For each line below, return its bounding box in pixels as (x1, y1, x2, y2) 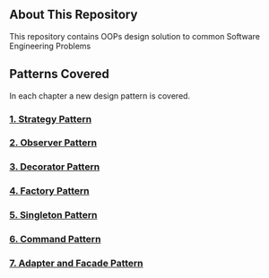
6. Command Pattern (9, 233, 101, 246)
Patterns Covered (9, 66, 110, 82)
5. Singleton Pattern (9, 209, 98, 222)
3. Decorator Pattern (9, 161, 100, 173)
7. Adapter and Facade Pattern (9, 257, 143, 270)
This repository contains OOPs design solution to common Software (9, 30, 260, 41)
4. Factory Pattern (9, 185, 90, 197)
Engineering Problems (9, 40, 91, 51)
